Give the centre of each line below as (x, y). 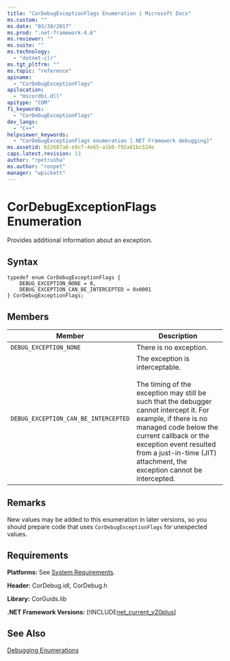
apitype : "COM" (29, 103)
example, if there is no (172, 419)
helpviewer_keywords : (38, 134)
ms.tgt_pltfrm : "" (33, 64)
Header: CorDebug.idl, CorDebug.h (57, 585)
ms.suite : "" (26, 45)
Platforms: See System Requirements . (61, 572)
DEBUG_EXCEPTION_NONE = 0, (58, 284)
